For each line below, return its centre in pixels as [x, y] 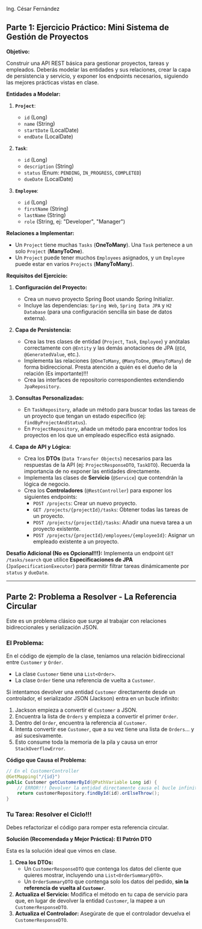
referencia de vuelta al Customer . [65, 888]
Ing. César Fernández [33, 9]
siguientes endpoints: [50, 496]
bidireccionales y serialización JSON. [52, 627]
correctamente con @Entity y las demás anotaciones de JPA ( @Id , [105, 348]
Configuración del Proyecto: [51, 287]
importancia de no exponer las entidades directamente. [92, 471]
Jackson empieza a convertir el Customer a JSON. [76, 710]
